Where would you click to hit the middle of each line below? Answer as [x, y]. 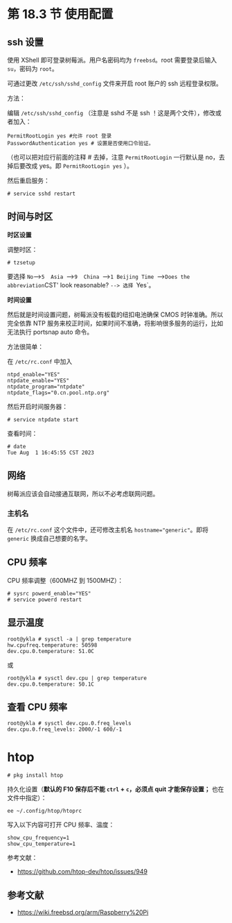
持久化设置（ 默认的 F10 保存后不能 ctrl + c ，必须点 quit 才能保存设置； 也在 [116, 789]
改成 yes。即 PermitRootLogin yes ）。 [79, 166]
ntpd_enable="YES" [34, 374]
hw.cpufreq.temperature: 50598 [52, 645]
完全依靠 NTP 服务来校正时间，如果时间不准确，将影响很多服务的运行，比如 [115, 323]
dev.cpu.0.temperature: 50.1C [51, 684]
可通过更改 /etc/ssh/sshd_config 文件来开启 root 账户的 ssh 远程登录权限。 [115, 83]
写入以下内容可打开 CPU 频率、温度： [61, 825]
